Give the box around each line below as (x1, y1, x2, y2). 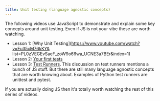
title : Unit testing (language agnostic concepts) (5, 7, 111, 12)
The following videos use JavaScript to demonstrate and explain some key (5, 20, 155, 26)
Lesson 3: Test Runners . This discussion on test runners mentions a (12, 61, 149, 67)
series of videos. (5, 91, 39, 97)
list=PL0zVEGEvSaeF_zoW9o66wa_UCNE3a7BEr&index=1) (12, 51, 131, 57)
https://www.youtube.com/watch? (71, 40, 140, 46)
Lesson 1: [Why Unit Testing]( (12, 40, 72, 46)
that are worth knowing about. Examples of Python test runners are (12, 71, 148, 77)
